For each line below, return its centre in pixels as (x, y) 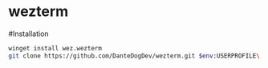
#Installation (29, 34)
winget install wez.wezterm (55, 48)
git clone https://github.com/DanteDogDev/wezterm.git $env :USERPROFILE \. (136, 56)
